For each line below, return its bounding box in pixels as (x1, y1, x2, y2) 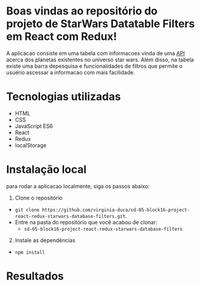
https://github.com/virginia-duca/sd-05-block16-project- (41, 207, 190, 213)
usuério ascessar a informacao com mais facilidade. (6, 68, 135, 76)
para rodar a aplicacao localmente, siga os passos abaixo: (6, 182, 150, 190)
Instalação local (6, 163, 87, 177)
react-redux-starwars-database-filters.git (14, 213, 126, 219)
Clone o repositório (14, 194, 63, 201)
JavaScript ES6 (14, 122, 53, 130)
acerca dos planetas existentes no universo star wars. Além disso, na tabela (6, 56, 194, 63)
